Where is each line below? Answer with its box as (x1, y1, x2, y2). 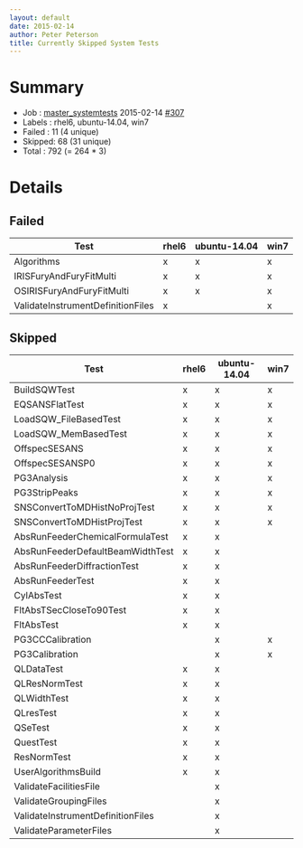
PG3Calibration (14, 648, 78, 660)
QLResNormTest (14, 677, 84, 690)
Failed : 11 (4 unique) (22, 127, 99, 137)
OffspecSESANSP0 (14, 457, 96, 469)
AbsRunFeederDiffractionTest (14, 560, 140, 572)
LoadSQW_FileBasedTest (14, 413, 122, 425)
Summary (9, 78, 84, 98)
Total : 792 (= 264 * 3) (22, 146, 107, 156)
